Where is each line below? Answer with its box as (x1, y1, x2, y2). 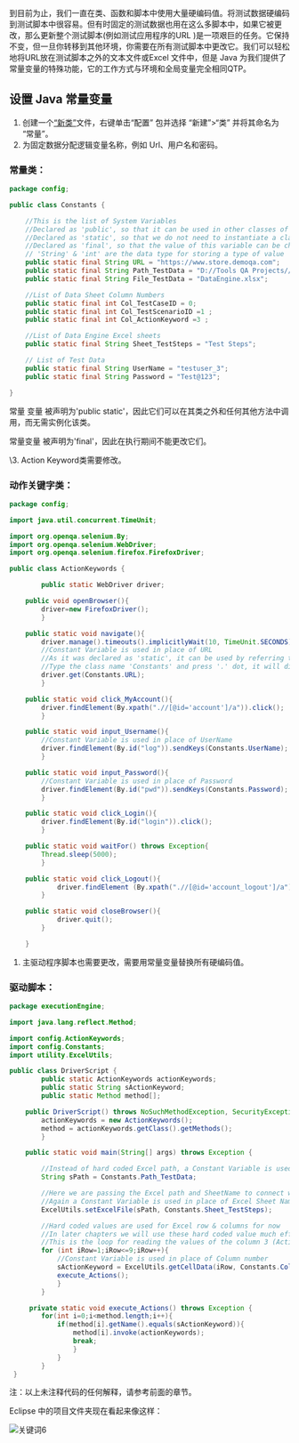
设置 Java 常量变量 (9, 92, 113, 107)
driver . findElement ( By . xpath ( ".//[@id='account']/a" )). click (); (41, 703, 285, 712)
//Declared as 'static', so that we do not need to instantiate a (25, 233, 277, 242)
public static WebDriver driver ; (41, 581, 166, 590)
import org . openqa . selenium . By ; (9, 532, 129, 541)
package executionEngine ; (9, 1002, 105, 1012)
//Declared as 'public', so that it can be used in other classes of (25, 225, 289, 234)
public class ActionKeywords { (9, 564, 125, 574)
